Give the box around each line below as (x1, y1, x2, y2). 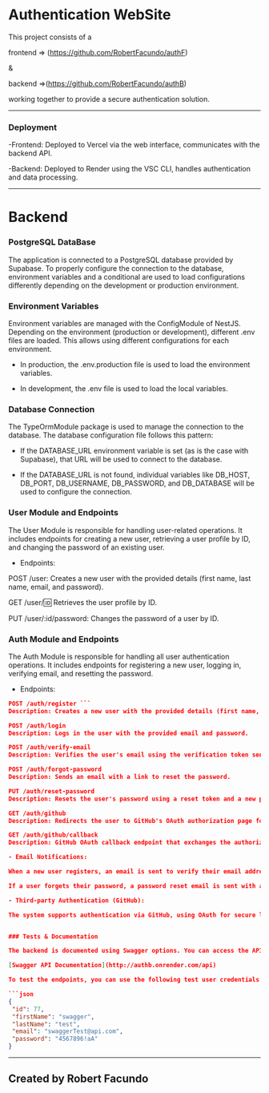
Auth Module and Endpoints (8, 633, 119, 644)
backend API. (8, 148, 53, 158)
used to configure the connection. (19, 487, 132, 497)
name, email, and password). (8, 582, 104, 591)
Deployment (8, 122, 58, 133)
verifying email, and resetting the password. (8, 668, 154, 678)
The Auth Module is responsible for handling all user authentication (8, 651, 230, 661)
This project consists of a (8, 32, 92, 42)
